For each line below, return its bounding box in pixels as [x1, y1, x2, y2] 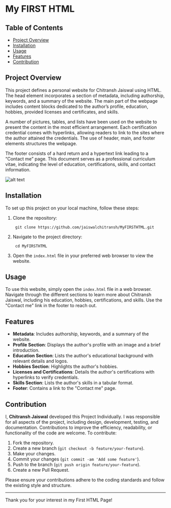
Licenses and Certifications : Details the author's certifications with [12, 369, 155, 375]
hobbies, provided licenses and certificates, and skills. [5, 108, 120, 115]
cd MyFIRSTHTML [15, 243, 47, 248]
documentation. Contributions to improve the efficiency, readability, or [5, 425, 153, 431]
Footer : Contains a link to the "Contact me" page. [12, 385, 117, 391]
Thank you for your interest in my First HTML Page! [5, 497, 113, 503]
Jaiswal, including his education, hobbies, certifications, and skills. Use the [5, 297, 163, 303]
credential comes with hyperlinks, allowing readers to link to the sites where [5, 129, 164, 135]
